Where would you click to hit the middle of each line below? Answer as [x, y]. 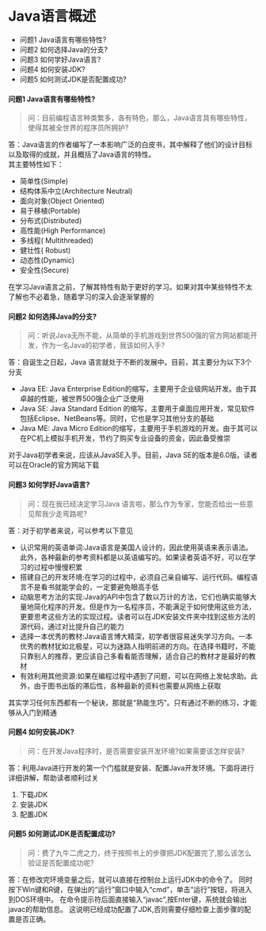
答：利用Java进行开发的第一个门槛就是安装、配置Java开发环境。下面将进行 [131, 767]
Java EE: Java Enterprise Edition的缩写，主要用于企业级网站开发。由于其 [138, 389]
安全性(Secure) [44, 271]
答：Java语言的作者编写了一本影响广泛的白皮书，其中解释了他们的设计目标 [131, 145]
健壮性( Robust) [45, 251]
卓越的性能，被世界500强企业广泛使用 [82, 399]
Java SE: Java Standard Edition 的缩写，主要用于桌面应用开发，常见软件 [137, 409]
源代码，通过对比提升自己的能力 [72, 626]
